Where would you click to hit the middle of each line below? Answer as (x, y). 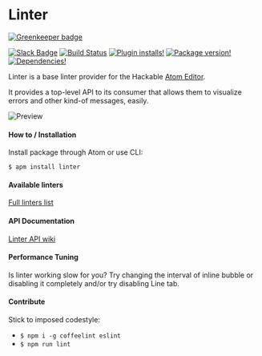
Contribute (27, 301)
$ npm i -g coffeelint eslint (71, 336)
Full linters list (31, 203)
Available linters (36, 184)
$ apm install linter (44, 167)
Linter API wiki (32, 239)
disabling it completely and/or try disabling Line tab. (94, 283)
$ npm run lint (45, 344)
